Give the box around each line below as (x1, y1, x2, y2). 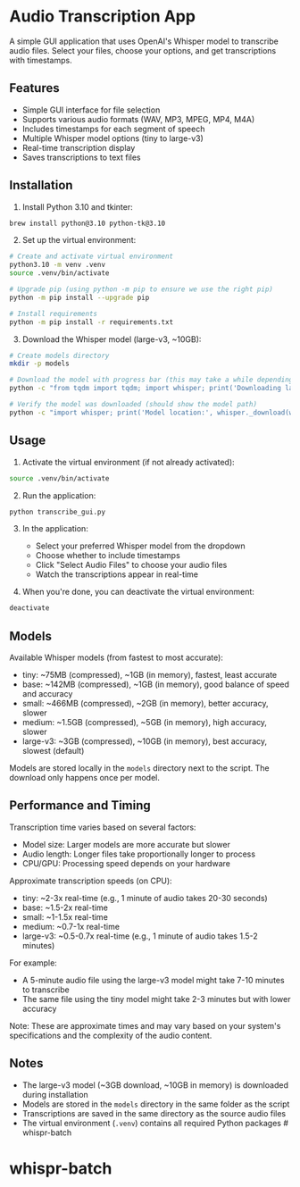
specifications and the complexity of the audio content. (9, 1030, 212, 1041)
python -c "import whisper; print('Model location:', (9, 408, 214, 417)
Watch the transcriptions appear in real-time (35, 569, 199, 580)
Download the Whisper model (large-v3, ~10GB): (21, 333, 202, 345)
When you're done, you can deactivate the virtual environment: (21, 587, 254, 598)
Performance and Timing (9, 798, 152, 814)
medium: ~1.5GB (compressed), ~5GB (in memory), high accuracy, (21, 717, 268, 728)
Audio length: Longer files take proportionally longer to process (21, 848, 256, 859)
